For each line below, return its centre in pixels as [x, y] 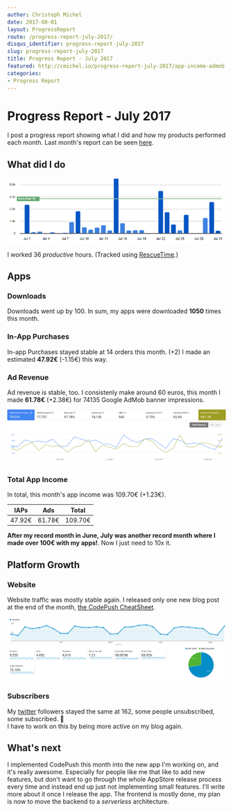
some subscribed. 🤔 [36, 718]
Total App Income [37, 479]
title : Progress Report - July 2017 [60, 59]
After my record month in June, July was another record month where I [112, 536]
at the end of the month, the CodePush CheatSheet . [81, 607]
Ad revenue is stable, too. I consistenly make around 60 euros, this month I [114, 392]
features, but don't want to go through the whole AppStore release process [114, 780]
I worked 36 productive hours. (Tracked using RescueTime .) [93, 255]
